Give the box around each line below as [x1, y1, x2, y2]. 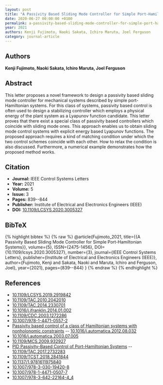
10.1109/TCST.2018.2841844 [12, 353, 69, 360]
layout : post [5, 7, 32, 12]
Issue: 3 [12, 192, 29, 197]
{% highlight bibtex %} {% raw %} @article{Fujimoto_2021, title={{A [5, 234, 141, 240]
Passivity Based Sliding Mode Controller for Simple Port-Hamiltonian [5, 239, 142, 245]
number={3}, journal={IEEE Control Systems [67, 249, 156, 255]
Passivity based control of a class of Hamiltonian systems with [12, 323, 137, 329]
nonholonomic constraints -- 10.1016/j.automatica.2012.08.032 [12, 328, 137, 333]
